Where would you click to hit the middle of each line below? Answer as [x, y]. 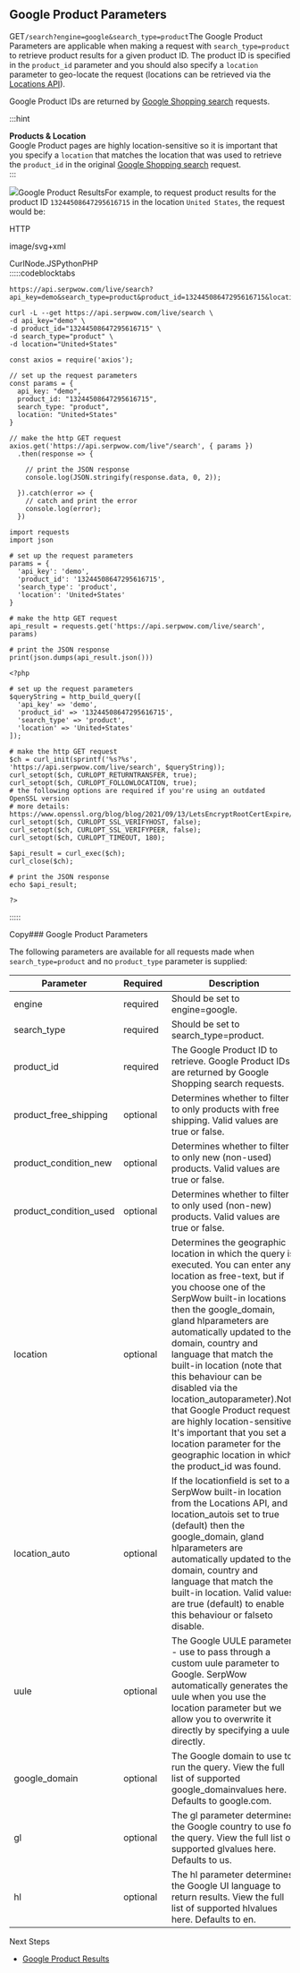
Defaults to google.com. [221, 1800]
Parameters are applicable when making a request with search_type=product [150, 46]
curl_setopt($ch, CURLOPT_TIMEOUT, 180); [87, 837]
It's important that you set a [229, 1432]
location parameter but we [226, 1707]
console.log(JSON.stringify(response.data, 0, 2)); [123, 477]
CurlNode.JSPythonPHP [54, 263]
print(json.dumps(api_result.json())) [81, 657]
